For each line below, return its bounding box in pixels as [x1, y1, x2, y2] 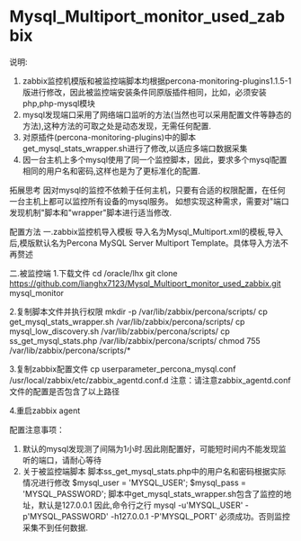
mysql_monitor [9, 287, 65, 298]
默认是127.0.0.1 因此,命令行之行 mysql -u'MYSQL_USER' [38, 500, 243, 510]
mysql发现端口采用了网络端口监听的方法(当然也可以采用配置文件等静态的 [22, 109, 292, 120]
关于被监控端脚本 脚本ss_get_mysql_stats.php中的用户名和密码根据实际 [22, 465, 286, 476]
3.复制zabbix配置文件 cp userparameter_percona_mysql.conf [9, 363, 236, 374]
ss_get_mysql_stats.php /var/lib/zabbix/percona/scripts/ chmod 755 [9, 335, 261, 346]
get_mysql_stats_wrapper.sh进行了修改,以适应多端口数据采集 [22, 142, 248, 154]
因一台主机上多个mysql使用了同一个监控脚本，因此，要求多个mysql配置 [22, 154, 288, 165]
